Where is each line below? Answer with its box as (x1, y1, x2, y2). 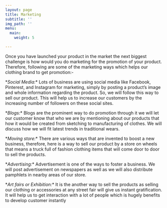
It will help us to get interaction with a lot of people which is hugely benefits (5, 192, 161, 198)
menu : (5, 26, 16, 31)
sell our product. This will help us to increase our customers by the (5, 94, 142, 100)
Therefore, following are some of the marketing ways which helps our (5, 63, 148, 70)
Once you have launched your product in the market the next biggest (5, 53, 147, 59)
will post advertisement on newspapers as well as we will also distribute (5, 166, 153, 172)
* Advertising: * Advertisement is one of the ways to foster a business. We (5, 161, 156, 167)
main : (9, 30, 21, 35)
